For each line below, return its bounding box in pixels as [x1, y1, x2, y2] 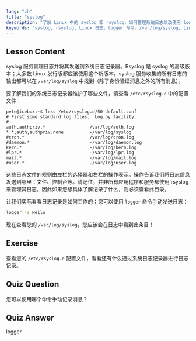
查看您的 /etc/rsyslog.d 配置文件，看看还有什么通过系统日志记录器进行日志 [6, 254, 189, 261]
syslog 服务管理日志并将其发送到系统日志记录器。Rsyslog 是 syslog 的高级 [6, 63, 185, 70]
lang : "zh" [6, 8, 33, 15]
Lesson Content [6, 46, 65, 56]
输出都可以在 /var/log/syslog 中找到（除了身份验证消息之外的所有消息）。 [6, 77, 184, 85]
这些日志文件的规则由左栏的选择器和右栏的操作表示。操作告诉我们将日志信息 [6, 171, 190, 178]
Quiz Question [6, 279, 60, 290]
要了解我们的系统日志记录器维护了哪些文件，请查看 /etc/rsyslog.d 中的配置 [6, 90, 189, 97]
